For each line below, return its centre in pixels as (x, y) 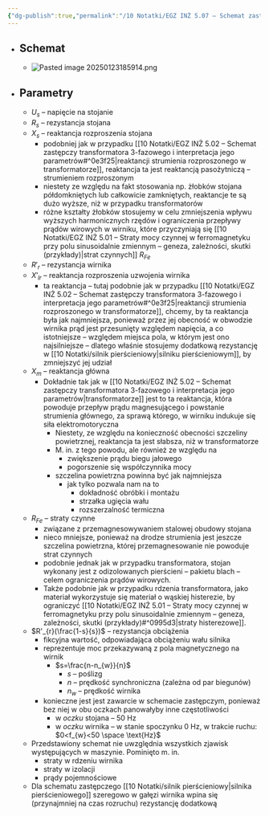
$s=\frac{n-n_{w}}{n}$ (93, 665)
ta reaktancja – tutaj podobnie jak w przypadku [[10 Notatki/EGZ (149, 286)
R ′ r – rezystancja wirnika (71, 266)
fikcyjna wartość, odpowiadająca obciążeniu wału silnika (137, 639)
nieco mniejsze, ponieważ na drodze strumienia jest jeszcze (143, 537)
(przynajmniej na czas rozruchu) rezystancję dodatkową (124, 803)
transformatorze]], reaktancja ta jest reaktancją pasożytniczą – (147, 169)
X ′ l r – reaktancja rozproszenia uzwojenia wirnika (110, 276)
